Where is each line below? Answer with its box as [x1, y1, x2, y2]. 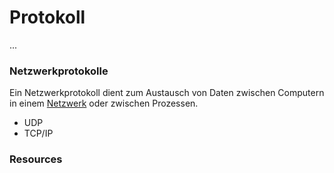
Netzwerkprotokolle [9, 64, 109, 78]
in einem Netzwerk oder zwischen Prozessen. [9, 97, 199, 110]
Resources [9, 152, 63, 166]
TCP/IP [23, 127, 54, 140]
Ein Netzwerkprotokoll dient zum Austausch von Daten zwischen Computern [9, 87, 325, 99]
